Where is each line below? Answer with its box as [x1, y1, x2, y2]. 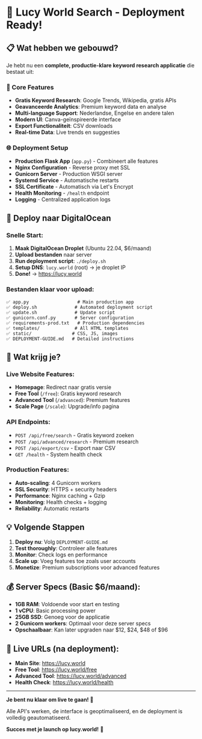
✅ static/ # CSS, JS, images [6, 330, 118, 336]
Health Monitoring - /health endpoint [14, 189, 109, 196]
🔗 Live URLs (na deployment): [6, 643, 119, 654]
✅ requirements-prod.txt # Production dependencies [6, 320, 145, 326]
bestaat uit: [6, 68, 34, 75]
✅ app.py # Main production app [6, 299, 134, 305]
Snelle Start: [6, 231, 43, 239]
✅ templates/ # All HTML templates [6, 325, 129, 331]
